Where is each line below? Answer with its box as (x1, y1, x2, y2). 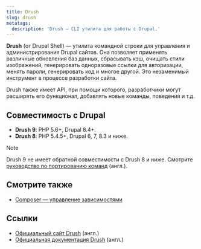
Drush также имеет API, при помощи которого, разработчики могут (6, 86, 181, 94)
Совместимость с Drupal (6, 110, 106, 120)
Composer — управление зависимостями (14, 196, 123, 203)
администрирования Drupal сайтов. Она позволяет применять (6, 49, 168, 56)
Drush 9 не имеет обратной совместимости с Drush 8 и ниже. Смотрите (6, 156, 193, 163)
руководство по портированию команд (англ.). (6, 163, 128, 170)
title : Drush (6, 8, 39, 15)
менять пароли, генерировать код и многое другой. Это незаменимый (6, 68, 189, 76)
